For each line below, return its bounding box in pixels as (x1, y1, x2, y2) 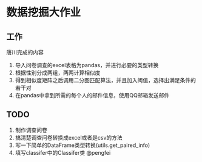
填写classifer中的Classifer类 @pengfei (15, 149, 111, 156)
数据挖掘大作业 (6, 5, 81, 19)
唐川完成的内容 (6, 49, 44, 56)
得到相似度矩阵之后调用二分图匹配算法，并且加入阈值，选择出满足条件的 (15, 77, 196, 83)
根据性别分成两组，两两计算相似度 (15, 69, 101, 76)
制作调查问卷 (15, 126, 47, 134)
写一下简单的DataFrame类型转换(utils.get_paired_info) (15, 141, 150, 149)
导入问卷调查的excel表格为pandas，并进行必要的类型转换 (15, 62, 159, 68)
